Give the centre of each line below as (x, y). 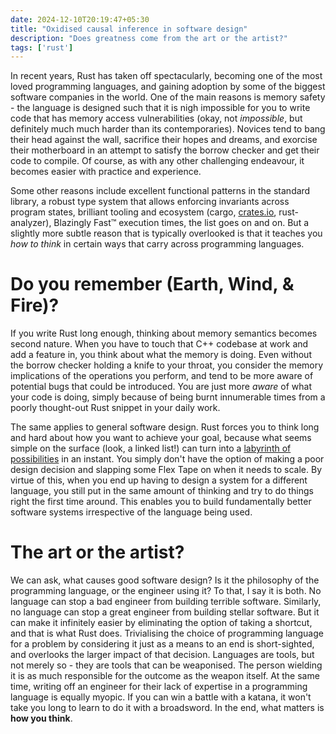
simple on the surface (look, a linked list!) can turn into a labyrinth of (151, 448)
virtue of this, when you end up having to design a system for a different (159, 480)
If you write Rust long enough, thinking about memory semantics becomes (164, 333)
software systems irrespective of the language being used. (131, 512)
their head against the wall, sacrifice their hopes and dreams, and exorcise (164, 140)
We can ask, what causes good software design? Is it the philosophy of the (165, 580)
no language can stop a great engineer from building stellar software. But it (165, 612)
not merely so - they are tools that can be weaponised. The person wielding (166, 665)
